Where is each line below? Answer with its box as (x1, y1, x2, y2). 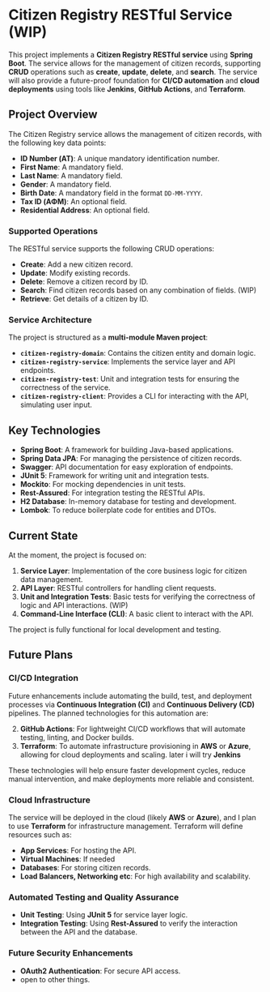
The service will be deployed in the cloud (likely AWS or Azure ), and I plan (8, 812, 256, 822)
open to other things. (19, 974, 91, 984)
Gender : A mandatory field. (19, 179, 112, 189)
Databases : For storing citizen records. (19, 862, 151, 872)
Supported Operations (8, 225, 99, 237)
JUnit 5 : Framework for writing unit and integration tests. (19, 471, 209, 481)
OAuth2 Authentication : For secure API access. (19, 966, 181, 976)
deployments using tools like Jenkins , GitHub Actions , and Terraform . (8, 83, 247, 94)
